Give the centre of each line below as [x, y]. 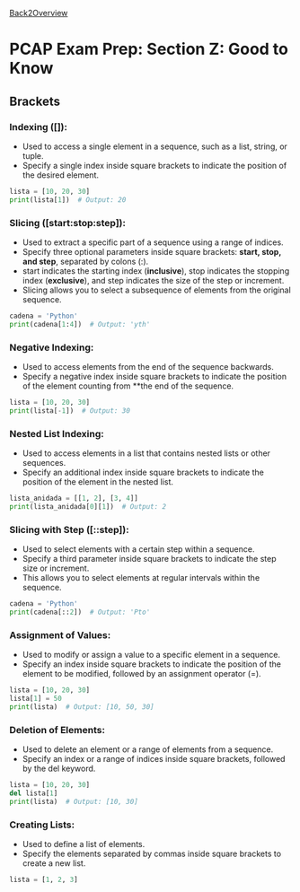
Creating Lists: [42, 825]
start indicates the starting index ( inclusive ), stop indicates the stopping [156, 271]
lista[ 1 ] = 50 [36, 698]
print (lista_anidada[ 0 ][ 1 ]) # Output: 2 [88, 506]
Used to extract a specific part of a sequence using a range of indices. [153, 242]
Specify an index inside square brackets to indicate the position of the [151, 664]
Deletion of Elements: [57, 730]
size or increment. [56, 568]
